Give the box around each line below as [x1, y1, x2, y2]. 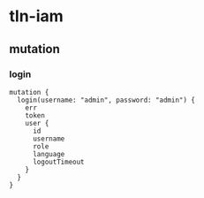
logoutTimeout [32, 157, 86, 166]
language [32, 149, 65, 158]
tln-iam [9, 6, 64, 27]
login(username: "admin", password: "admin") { [17, 95, 196, 104]
